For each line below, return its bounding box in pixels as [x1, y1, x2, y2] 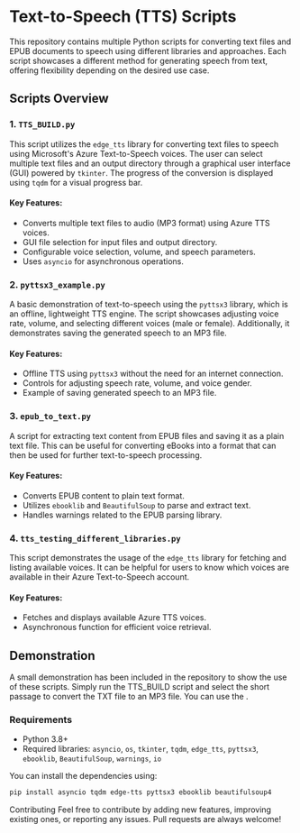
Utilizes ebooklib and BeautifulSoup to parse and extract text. [22, 499, 251, 510]
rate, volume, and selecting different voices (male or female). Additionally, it [9, 318, 290, 329]
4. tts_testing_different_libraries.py [9, 532, 182, 545]
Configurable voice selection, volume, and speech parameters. [22, 246, 257, 257]
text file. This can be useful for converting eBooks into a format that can [9, 440, 277, 451]
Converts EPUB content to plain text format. [22, 490, 185, 501]
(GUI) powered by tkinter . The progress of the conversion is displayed [9, 167, 274, 178]
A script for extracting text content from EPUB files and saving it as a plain [9, 430, 285, 441]
